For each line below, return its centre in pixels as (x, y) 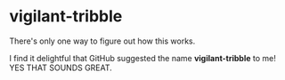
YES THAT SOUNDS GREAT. (61, 68)
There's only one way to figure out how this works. (102, 41)
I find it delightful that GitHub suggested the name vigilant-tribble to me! (142, 58)
